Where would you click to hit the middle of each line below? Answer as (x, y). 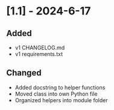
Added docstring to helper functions (60, 87)
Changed (24, 73)
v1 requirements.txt (39, 54)
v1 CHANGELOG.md (40, 47)
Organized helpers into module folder (62, 100)
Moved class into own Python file (56, 94)
